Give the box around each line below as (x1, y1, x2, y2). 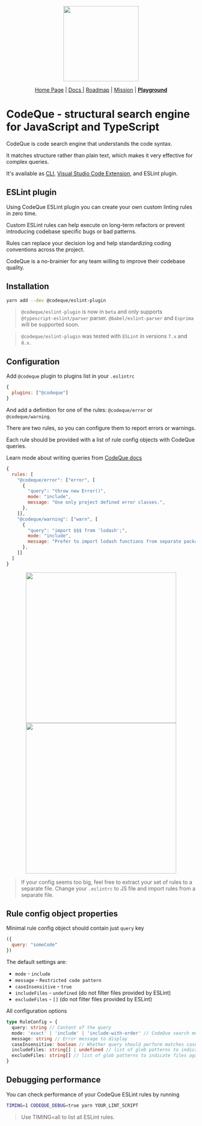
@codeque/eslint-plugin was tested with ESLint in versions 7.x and (20, 333, 188, 340)
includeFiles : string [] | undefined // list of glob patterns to (11, 1047, 179, 1053)
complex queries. (6, 158, 49, 165)
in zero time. (6, 210, 37, 217)
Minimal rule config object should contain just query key (6, 925, 144, 932)
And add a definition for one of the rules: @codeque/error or (6, 406, 153, 413)
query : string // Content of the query (11, 1024, 112, 1030)
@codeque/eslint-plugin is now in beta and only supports (20, 308, 163, 316)
